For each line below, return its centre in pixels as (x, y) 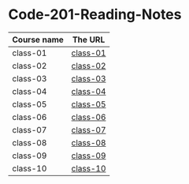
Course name (38, 39)
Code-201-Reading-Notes (95, 15)
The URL (89, 39)
